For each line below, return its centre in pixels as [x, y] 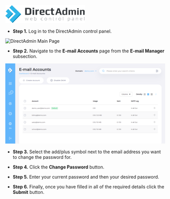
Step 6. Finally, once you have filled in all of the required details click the [88, 187]
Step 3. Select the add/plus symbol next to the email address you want [87, 152]
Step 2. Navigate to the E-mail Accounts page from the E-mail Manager [89, 51]
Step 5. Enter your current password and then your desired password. [86, 177]
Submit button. [28, 192]
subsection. [25, 56]
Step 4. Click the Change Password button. [58, 167]
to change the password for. [42, 157]
